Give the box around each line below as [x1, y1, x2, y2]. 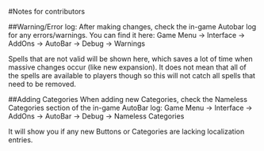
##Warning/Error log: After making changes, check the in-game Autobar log [8, 22, 257, 31]
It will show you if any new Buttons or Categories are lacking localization [8, 126, 245, 136]
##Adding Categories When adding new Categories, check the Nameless [8, 95, 248, 104]
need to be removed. [8, 79, 77, 89]
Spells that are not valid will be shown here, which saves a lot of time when [8, 55, 254, 63]
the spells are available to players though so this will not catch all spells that [8, 71, 256, 80]
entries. [8, 135, 33, 145]
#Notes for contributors [8, 7, 86, 16]
